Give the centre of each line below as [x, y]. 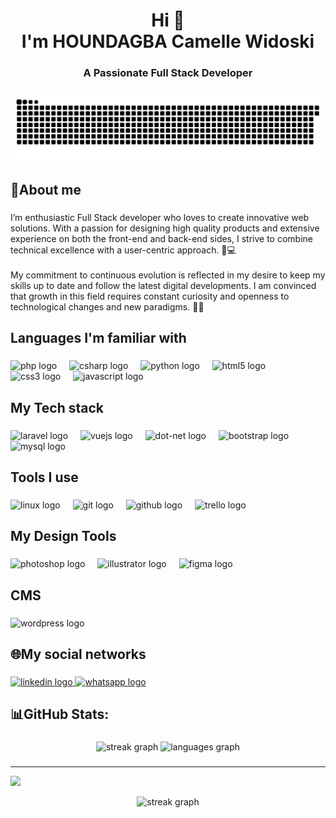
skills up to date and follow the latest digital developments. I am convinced [163, 286]
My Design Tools [63, 536]
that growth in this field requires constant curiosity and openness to [150, 296]
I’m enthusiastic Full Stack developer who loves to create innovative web [160, 218]
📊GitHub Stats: [60, 714]
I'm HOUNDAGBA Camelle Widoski [168, 41]
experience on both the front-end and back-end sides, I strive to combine [161, 239]
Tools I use [44, 477]
